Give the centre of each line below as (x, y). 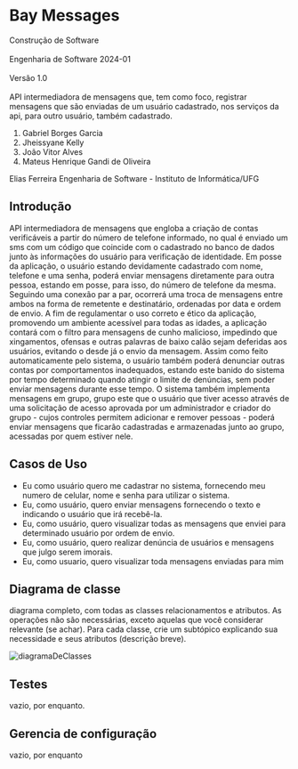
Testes (28, 684)
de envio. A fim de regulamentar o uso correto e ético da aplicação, (133, 313)
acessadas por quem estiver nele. (71, 436)
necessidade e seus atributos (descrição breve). (98, 639)
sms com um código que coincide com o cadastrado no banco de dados (142, 247)
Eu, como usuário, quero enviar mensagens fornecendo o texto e (141, 505)
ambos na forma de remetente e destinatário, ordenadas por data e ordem (145, 304)
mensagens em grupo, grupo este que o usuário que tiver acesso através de (149, 398)
